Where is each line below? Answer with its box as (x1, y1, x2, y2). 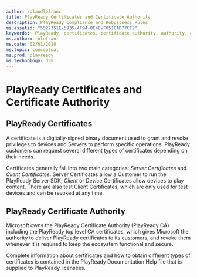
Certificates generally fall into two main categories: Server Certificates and (6, 164, 187, 171)
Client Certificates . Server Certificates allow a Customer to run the (6, 171, 167, 178)
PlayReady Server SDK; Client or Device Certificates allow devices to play (6, 177, 184, 184)
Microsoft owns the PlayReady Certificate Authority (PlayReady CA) (6, 222, 169, 229)
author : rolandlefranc (6, 8, 62, 15)
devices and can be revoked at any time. (6, 189, 104, 197)
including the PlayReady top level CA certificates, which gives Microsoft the (6, 228, 189, 235)
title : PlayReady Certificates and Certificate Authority (6, 14, 151, 20)
